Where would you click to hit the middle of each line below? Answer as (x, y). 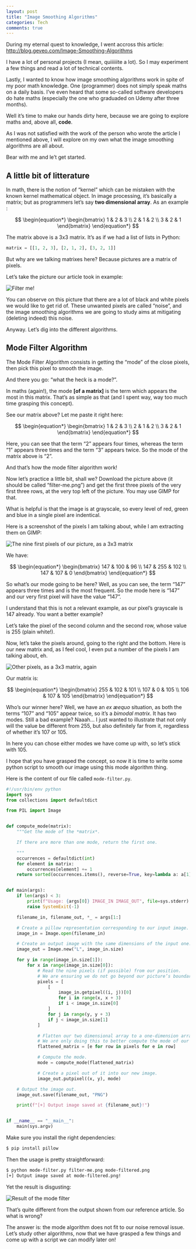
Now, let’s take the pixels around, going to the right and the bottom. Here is (96, 643)
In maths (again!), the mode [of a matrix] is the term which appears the (91, 391)
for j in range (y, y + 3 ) (79, 1014)
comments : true (24, 28)
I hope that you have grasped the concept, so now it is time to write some (94, 761)
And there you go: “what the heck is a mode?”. (62, 379)
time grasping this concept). (40, 403)
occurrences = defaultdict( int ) (56, 858)
